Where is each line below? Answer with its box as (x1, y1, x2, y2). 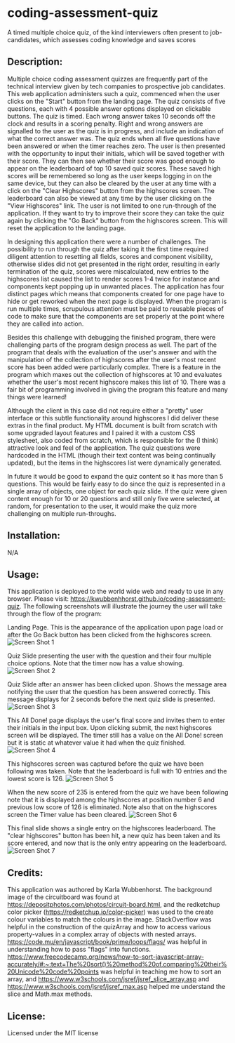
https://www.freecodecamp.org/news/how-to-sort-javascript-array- (7, 952, 205, 961)
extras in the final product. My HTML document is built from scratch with (7, 421, 217, 430)
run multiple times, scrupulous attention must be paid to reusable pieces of (7, 304, 224, 313)
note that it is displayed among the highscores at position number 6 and (7, 795, 215, 804)
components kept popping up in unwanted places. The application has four (7, 282, 224, 291)
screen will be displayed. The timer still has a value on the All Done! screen (7, 731, 224, 740)
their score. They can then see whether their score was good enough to (7, 157, 215, 165)
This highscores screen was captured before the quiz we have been (7, 759, 204, 768)
